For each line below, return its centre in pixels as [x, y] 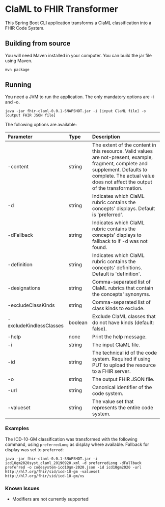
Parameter [20, 137]
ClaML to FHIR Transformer [62, 9]
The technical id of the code [124, 353]
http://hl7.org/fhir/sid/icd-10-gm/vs [45, 476]
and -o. [13, 102]
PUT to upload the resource [124, 365]
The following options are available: [41, 124]
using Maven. [19, 61]
